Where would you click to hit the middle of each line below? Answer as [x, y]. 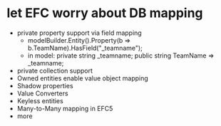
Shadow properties [45, 85]
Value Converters [42, 93]
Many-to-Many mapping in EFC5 [65, 108]
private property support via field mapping [79, 33]
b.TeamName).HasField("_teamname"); [85, 48]
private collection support [55, 70]
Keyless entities [40, 100]
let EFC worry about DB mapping [105, 13]
